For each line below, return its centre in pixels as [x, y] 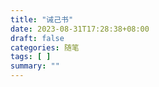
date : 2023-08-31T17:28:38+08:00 [80, 29]
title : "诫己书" [42, 19]
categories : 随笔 [45, 47]
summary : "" [35, 66]
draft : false [37, 38]
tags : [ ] [31, 57]
